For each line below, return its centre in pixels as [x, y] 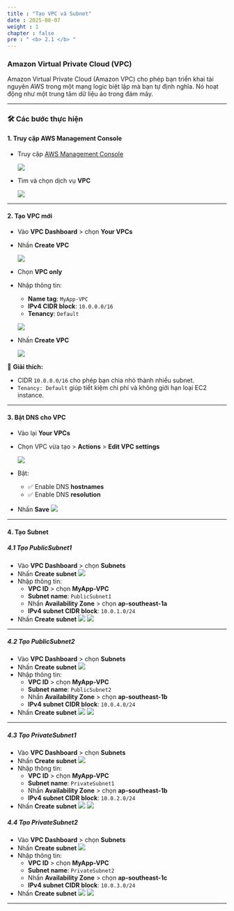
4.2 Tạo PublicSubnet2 [41, 642]
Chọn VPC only [40, 271]
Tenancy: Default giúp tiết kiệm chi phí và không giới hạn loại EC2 [112, 387]
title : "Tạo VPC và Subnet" [49, 14]
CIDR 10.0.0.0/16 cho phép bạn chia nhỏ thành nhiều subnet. [106, 380]
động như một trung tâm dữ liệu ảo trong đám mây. [80, 94]
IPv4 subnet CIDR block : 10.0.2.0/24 [81, 798]
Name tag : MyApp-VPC [58, 299]
